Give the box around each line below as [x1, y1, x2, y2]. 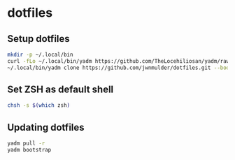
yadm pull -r [7, 140, 45, 147]
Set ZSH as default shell [7, 84, 114, 96]
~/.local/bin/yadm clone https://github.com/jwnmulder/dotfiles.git [7, 64, 211, 71]
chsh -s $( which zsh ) [7, 102, 71, 109]
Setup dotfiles [7, 33, 70, 45]
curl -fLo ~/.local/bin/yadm [7, 57, 92, 64]
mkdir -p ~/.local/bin [7, 51, 73, 58]
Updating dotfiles [7, 121, 85, 133]
